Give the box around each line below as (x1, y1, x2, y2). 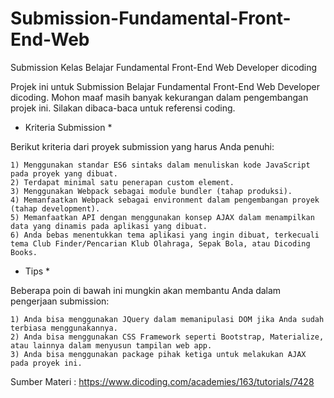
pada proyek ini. (10, 358, 83, 368)
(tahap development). (10, 203, 101, 214)
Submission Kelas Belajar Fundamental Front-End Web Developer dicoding (10, 61, 318, 73)
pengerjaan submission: (10, 295, 110, 307)
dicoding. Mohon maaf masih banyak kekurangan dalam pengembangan (10, 91, 309, 103)
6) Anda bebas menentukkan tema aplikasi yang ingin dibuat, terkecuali (10, 230, 320, 240)
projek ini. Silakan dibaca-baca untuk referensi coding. (10, 102, 236, 114)
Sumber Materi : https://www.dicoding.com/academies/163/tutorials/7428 (10, 375, 315, 387)
